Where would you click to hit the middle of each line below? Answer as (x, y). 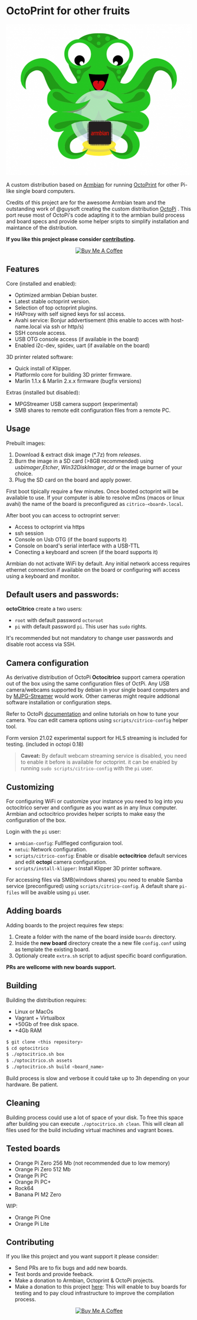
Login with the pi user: (34, 832)
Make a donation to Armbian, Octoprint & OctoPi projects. (84, 1280)
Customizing (30, 787)
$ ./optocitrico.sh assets (39, 1061)
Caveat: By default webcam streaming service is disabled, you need (104, 756)
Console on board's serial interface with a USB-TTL (77, 546)
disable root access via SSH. (41, 645)
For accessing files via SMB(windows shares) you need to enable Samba (94, 880)
